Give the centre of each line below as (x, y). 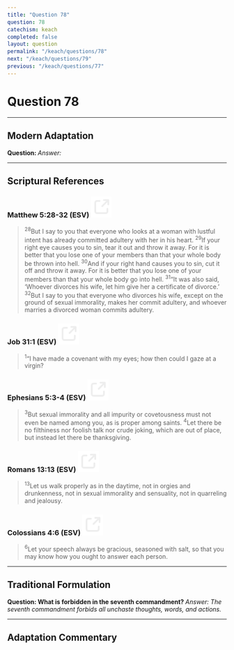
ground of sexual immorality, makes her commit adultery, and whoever (125, 303)
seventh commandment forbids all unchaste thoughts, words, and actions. (114, 609)
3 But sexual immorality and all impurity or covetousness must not (118, 414)
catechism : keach (32, 29)
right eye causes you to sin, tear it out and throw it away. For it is (117, 247)
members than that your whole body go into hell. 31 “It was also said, (122, 279)
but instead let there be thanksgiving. (78, 438)
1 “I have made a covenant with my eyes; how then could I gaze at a (120, 358)
